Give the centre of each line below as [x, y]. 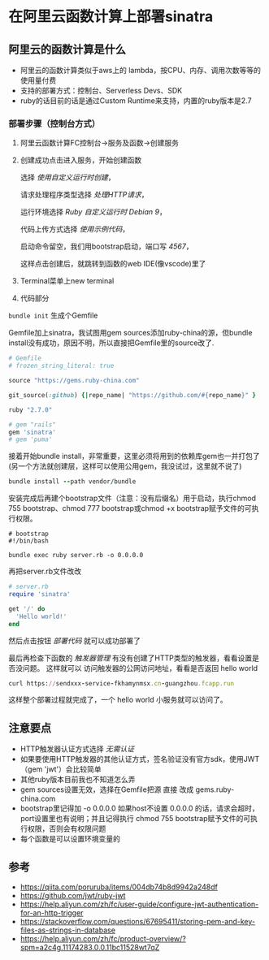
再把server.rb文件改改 [45, 571]
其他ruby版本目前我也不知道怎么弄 [78, 780]
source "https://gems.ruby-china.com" [74, 381]
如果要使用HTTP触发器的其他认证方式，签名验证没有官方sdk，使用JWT [140, 759]
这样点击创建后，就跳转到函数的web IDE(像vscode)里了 [113, 264]
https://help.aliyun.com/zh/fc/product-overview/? [103, 939]
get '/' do [27, 609]
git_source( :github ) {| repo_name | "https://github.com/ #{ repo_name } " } [132, 395]
